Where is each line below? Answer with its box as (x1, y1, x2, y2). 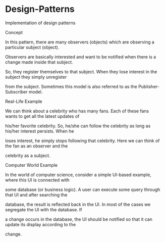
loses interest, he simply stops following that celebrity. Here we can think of (5, 138, 160, 144)
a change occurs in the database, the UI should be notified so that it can (5, 216, 153, 222)
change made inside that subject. (5, 59, 73, 65)
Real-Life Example (5, 98, 43, 104)
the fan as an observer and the (5, 143, 68, 149)
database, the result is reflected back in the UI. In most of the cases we (5, 201, 151, 207)
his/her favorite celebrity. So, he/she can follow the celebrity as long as (5, 123, 151, 129)
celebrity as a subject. (5, 152, 51, 158)
